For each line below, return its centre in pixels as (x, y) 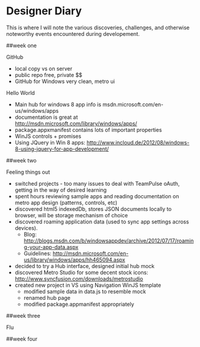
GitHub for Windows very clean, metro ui (65, 81)
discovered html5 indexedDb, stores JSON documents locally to (93, 209)
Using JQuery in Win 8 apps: (50, 142)
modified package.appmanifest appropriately (79, 304)
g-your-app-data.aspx (51, 247)
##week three (23, 315)
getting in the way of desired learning (61, 190)
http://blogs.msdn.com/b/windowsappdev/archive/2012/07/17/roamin (109, 241)
